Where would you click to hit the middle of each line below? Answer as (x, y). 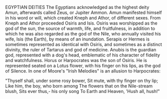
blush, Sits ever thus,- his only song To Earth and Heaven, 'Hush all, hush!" (83, 91)
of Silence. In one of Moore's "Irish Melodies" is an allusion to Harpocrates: (83, 71)
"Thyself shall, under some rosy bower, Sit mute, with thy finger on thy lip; (82, 80)
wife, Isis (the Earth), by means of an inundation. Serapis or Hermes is (77, 39)
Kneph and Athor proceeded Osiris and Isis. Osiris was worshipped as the (81, 23)
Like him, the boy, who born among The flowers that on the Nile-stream (79, 86)
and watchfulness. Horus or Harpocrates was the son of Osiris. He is (76, 60)
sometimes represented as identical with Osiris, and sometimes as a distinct (83, 44)
